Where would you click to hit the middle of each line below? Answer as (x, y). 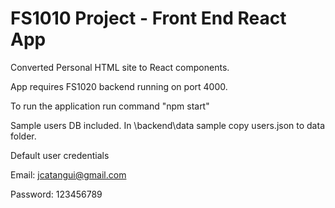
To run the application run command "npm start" (110, 106)
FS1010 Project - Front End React (148, 18)
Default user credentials (60, 155)
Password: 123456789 (56, 194)
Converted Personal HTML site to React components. (120, 67)
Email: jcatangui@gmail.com (68, 174)
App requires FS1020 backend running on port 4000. (119, 86)
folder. (23, 136)
